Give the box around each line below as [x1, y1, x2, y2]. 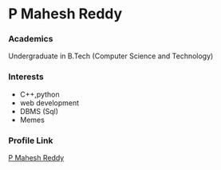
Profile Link [8, 135, 53, 146]
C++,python [19, 89, 60, 99]
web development [19, 97, 80, 108]
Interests [8, 71, 44, 82]
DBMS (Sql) [19, 106, 58, 116]
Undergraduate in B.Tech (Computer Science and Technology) [8, 51, 214, 61]
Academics [8, 34, 53, 45]
